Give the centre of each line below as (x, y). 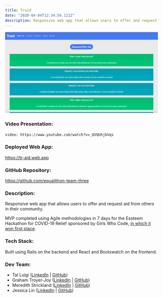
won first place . (21, 229)
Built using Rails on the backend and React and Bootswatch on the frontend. (81, 251)
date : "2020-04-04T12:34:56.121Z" (40, 15)
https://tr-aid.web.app (27, 157)
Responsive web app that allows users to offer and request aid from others (80, 204)
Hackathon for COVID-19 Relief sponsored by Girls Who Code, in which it (78, 223)
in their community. (24, 209)
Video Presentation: (29, 124)
